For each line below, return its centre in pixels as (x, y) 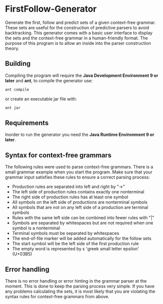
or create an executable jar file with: (41, 99)
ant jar (13, 108)
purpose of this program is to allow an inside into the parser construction (78, 43)
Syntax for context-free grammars (58, 155)
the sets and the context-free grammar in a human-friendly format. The (77, 38)
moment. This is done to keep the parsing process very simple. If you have (80, 286)
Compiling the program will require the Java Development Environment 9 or (82, 75)
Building (18, 64)
